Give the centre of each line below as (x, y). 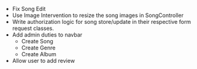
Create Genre (38, 48)
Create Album (39, 54)
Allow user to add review (44, 61)
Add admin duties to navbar (47, 35)
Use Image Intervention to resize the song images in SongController (98, 15)
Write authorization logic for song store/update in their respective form (102, 22)
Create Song (37, 41)
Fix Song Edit (29, 9)
